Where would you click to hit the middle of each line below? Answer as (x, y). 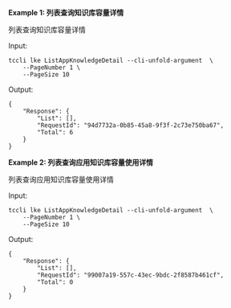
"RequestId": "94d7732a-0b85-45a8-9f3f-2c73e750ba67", (131, 125)
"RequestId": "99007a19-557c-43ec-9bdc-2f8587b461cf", (131, 275)
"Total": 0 (55, 282)
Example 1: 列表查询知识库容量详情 (66, 12)
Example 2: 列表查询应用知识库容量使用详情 (81, 162)
